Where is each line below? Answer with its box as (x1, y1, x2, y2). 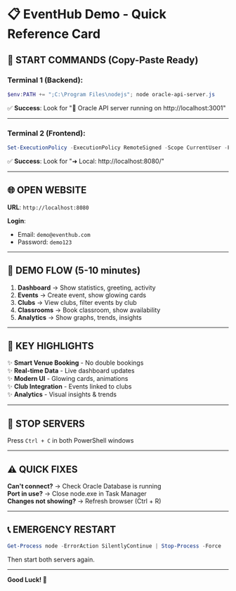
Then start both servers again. (7, 555, 95, 564)
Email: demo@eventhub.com (17, 230, 91, 238)
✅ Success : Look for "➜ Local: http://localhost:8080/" (7, 157, 165, 165)
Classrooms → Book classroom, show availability (17, 306, 161, 314)
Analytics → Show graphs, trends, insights (17, 313, 142, 321)
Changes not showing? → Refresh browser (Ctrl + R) (7, 497, 162, 505)
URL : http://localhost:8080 (7, 202, 89, 212)
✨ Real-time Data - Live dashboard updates (7, 367, 135, 375)
